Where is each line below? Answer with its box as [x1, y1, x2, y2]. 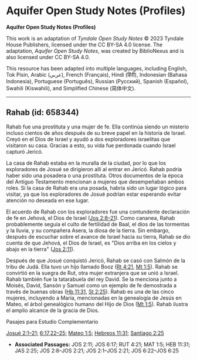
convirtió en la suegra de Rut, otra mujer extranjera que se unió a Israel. [6, 269, 179, 276]
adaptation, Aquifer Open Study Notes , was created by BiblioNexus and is [6, 47, 185, 54]
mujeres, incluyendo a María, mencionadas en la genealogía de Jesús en [6, 294, 182, 301]
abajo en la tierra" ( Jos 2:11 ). [6, 245, 75, 253]
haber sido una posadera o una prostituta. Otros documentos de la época [6, 172, 184, 179]
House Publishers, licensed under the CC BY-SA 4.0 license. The [6, 41, 163, 48]
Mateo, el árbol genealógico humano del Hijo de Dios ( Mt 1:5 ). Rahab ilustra [6, 300, 188, 307]
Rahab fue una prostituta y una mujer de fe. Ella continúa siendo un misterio [6, 123, 189, 130]
